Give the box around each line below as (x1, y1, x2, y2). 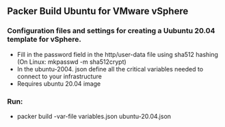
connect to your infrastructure (16, 72, 103, 80)
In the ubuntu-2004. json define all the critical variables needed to (16, 65, 204, 73)
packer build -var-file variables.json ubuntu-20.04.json (16, 112, 172, 120)
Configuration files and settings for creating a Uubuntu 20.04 (7, 26, 215, 36)
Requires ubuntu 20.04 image (16, 79, 101, 88)
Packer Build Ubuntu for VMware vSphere (7, 5, 189, 17)
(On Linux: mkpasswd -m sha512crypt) (16, 58, 127, 66)
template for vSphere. (7, 34, 82, 44)
